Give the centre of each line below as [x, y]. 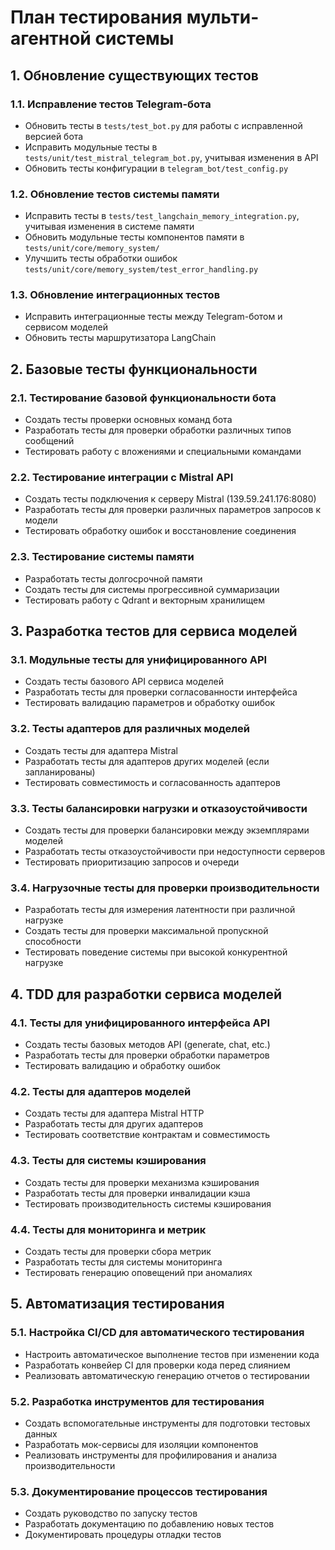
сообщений [49, 441]
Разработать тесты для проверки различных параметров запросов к [173, 510]
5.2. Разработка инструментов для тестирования [137, 1401]
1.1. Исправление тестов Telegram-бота [111, 104]
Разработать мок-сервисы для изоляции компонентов [141, 1444]
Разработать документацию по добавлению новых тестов [149, 1524]
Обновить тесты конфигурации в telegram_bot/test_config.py [156, 168]
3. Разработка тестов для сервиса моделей [154, 631]
